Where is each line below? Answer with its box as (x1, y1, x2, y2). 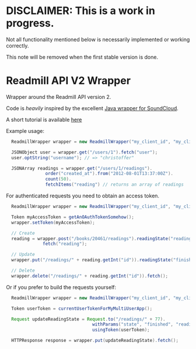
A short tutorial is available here (6, 116, 82, 123)
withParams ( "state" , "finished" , (92, 321, 174, 327)
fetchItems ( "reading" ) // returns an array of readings (45, 182, 184, 188)
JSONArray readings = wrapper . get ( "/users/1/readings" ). (11, 165, 153, 171)
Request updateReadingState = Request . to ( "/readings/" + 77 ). (11, 316, 166, 322)
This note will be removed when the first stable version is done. (6, 53, 159, 60)
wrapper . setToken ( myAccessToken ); (11, 220, 95, 225)
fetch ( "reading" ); (43, 241, 87, 247)
